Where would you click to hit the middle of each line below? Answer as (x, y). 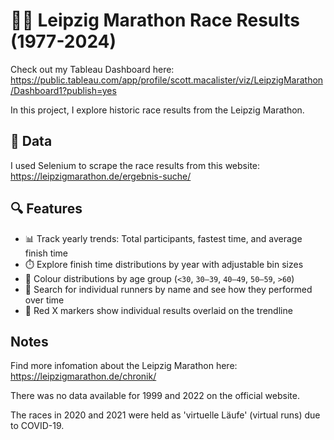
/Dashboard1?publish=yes (63, 90)
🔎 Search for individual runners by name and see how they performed (168, 289)
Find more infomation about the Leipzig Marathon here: (124, 366)
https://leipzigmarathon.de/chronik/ (83, 376)
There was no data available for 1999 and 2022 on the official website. (155, 396)
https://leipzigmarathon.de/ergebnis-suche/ (101, 176)
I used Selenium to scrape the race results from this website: (135, 165)
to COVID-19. (37, 426)
